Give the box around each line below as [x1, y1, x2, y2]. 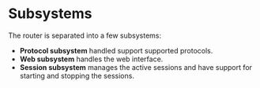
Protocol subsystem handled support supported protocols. [19, 46, 213, 55]
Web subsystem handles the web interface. [19, 54, 164, 64]
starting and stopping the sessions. [19, 71, 134, 80]
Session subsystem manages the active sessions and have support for [19, 62, 253, 71]
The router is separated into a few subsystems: [8, 31, 162, 40]
